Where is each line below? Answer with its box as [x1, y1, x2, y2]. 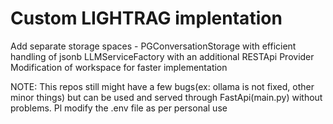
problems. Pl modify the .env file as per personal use [10, 102, 228, 114]
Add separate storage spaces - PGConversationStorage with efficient [10, 40, 297, 52]
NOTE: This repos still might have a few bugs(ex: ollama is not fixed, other [10, 80, 315, 92]
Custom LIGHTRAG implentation [10, 7, 283, 30]
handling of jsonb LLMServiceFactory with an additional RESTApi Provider [10, 50, 315, 62]
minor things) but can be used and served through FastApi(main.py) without [10, 91, 323, 103]
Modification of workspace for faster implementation [10, 61, 228, 73]
